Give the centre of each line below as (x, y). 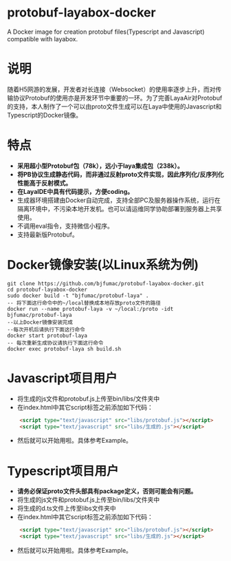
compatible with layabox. (42, 38)
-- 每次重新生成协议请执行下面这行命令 (55, 343)
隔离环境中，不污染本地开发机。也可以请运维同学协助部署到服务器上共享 (119, 208)
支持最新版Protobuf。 (48, 234)
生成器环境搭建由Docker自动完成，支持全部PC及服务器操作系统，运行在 (119, 200)
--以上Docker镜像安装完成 (40, 322)
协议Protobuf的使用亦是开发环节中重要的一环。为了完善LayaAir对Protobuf (118, 98)
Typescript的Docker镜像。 (45, 115)
